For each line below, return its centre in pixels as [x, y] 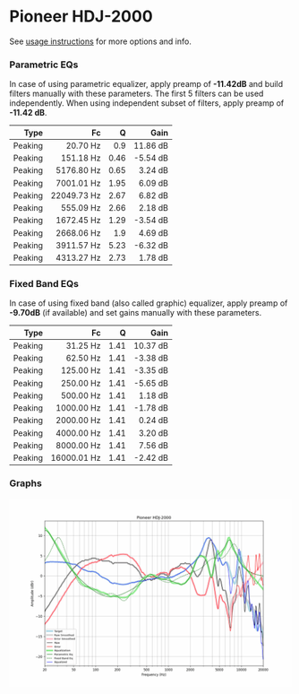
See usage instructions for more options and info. [101, 41]
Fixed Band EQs [44, 283]
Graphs [26, 483]
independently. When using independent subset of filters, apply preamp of [147, 103]
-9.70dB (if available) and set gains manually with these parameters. [136, 313]
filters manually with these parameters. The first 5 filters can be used [137, 94]
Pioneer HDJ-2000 [81, 17]
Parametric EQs [44, 65]
